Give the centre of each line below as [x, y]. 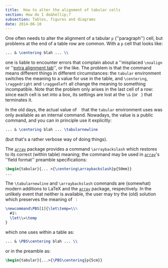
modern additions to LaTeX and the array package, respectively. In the [78, 188]
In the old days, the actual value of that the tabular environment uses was [84, 110]
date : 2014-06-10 [23, 24]
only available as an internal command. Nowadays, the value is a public [79, 115]
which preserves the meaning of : [41, 199]
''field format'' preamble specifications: [46, 160]
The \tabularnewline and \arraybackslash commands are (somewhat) [78, 183]
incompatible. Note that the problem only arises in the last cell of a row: [79, 89]
